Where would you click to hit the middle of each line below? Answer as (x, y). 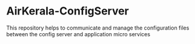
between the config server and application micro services (78, 34)
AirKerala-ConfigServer (68, 11)
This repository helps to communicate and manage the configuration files (98, 28)
